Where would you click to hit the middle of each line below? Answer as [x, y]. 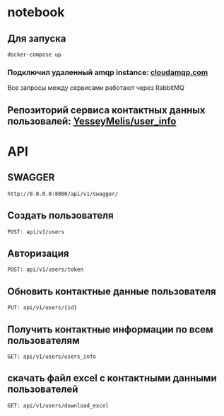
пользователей [43, 389]
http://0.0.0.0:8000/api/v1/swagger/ [63, 194]
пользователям [43, 340]
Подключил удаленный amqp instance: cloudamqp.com [108, 72]
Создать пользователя [61, 215]
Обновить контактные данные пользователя [112, 291]
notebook [36, 12]
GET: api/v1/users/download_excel [58, 405]
